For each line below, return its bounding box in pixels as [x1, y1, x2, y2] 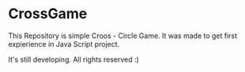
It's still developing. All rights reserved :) [8, 55, 140, 64]
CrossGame [8, 5, 88, 23]
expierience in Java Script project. [8, 39, 120, 48]
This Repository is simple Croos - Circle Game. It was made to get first [8, 31, 238, 40]
